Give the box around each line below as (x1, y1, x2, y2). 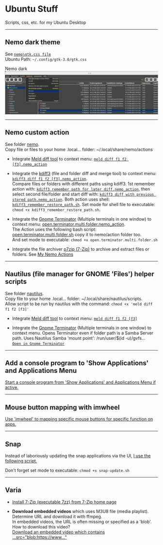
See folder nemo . (5, 141, 40, 147)
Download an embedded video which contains (12, 529, 105, 535)
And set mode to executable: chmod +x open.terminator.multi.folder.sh (12, 237, 158, 243)
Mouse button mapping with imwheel (5, 403, 120, 411)
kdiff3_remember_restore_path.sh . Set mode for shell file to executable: (12, 201, 155, 207)
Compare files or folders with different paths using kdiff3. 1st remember (12, 181, 155, 187)
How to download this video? (12, 524, 70, 529)
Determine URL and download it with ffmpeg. (12, 513, 102, 519)
